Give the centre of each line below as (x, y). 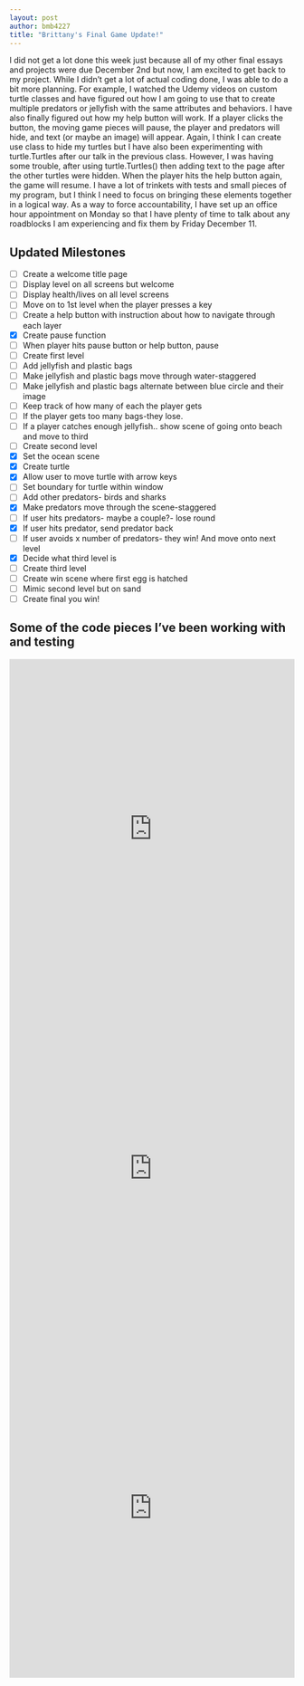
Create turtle (46, 466)
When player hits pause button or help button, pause (120, 345)
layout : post (34, 18)
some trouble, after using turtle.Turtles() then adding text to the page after (147, 166)
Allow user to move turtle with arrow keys (100, 477)
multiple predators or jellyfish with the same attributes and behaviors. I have (151, 109)
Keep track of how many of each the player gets (112, 406)
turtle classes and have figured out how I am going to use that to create (142, 99)
